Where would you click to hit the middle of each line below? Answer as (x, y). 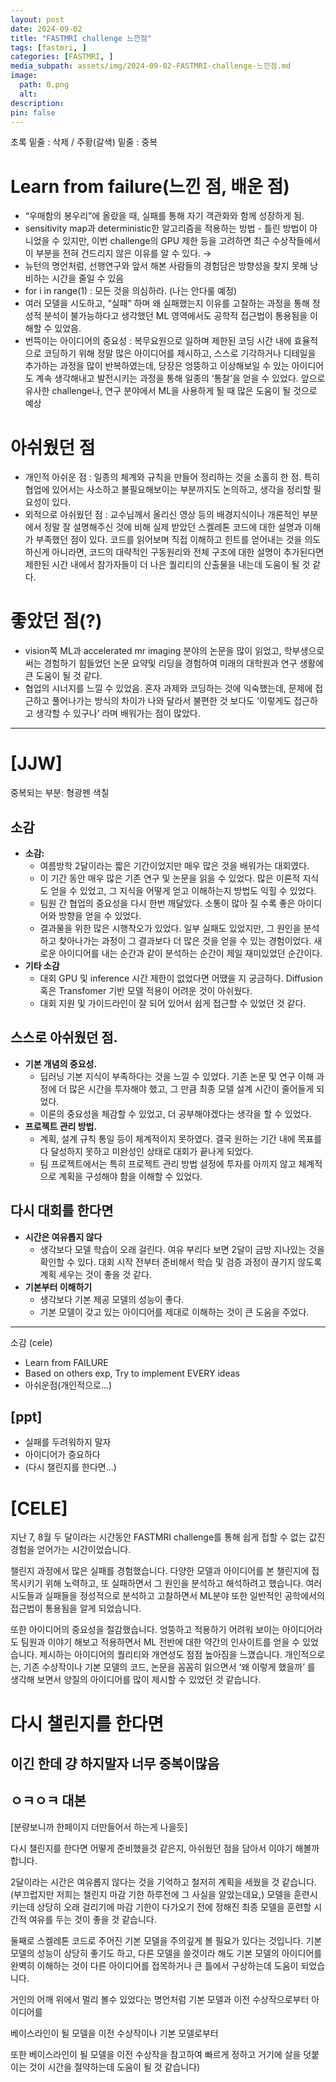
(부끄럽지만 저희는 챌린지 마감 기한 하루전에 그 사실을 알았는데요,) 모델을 (151, 1894)
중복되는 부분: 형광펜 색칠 (60, 793)
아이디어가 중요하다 (62, 1455)
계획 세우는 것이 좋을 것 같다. (95, 1274)
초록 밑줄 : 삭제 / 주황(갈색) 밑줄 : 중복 (84, 142)
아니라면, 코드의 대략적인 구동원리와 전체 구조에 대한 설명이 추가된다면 (188, 552)
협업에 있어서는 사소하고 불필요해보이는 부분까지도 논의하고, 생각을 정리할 (168, 490)
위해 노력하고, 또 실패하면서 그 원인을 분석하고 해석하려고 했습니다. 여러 (183, 1583)
